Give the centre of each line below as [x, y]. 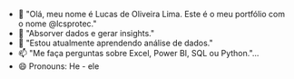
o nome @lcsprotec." [57, 24]
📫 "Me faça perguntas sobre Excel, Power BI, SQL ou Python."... [138, 53]
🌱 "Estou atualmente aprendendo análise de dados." [115, 43]
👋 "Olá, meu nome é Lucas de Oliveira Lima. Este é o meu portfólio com [152, 14]
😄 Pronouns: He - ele [59, 66]
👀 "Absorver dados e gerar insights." [86, 33]
